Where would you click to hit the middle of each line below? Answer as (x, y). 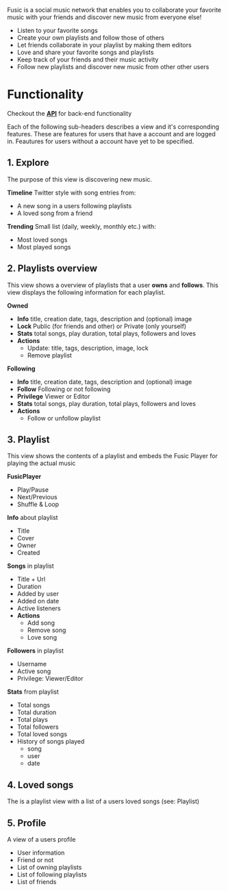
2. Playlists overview (52, 269)
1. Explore (28, 163)
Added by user (38, 594)
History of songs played (51, 742)
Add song (41, 623)
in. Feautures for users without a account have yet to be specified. (101, 141)
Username (31, 664)
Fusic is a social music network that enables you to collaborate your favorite (114, 10)
